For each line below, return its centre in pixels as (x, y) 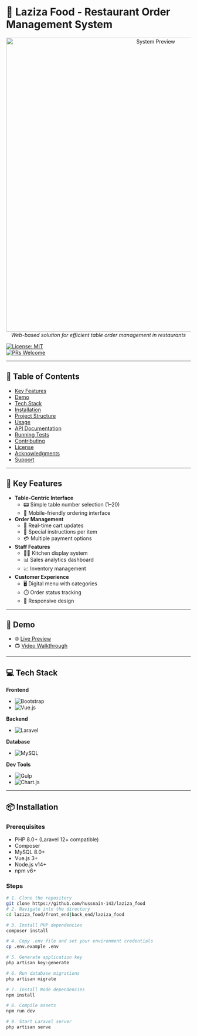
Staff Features (32, 547)
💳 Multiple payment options (57, 538)
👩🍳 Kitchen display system (55, 553)
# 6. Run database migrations (43, 973)
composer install (27, 931)
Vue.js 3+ (26, 858)
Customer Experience (42, 577)
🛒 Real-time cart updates (53, 525)
